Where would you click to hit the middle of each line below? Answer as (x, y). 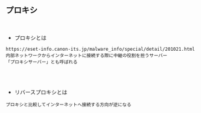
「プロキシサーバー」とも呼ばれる (42, 62)
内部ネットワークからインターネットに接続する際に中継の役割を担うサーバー (86, 56)
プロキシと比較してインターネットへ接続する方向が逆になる (69, 105)
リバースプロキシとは (41, 92)
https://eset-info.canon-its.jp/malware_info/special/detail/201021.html (101, 49)
